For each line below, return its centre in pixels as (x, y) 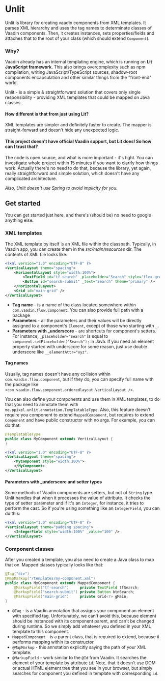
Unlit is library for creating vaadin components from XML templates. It (76, 23)
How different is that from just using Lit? (47, 114)
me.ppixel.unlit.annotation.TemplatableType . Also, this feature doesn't (78, 410)
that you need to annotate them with (42, 404)
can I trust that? (22, 147)
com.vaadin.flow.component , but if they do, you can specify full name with (79, 379)
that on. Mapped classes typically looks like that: (54, 564)
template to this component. (41, 632)
